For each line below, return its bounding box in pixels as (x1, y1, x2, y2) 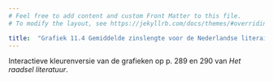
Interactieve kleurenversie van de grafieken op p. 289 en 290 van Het (8, 56, 241, 66)
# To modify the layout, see (8, 19, 107, 28)
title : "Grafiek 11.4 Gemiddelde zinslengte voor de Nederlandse (8, 34, 238, 42)
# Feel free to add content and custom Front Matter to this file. (8, 11, 242, 20)
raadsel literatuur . (8, 65, 69, 75)
